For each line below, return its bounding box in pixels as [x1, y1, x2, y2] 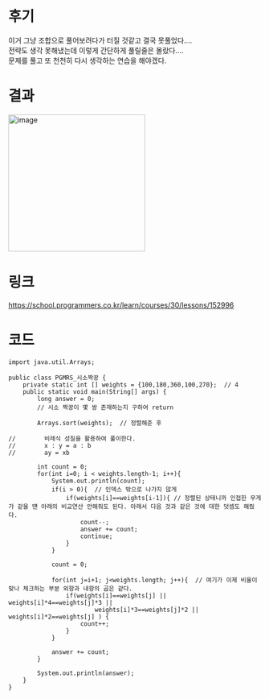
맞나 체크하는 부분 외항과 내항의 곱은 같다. [8, 585, 133, 593]
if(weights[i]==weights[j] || [65, 591, 167, 600]
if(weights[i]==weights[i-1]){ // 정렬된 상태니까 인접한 [65, 494, 247, 502]
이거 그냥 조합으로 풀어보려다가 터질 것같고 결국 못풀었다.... [8, 35, 193, 45]
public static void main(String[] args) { [22, 387, 167, 395]
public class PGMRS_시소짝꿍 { [8, 374, 107, 382]
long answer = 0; [37, 395, 95, 403]
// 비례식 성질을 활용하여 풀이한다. [8, 434, 137, 443]
